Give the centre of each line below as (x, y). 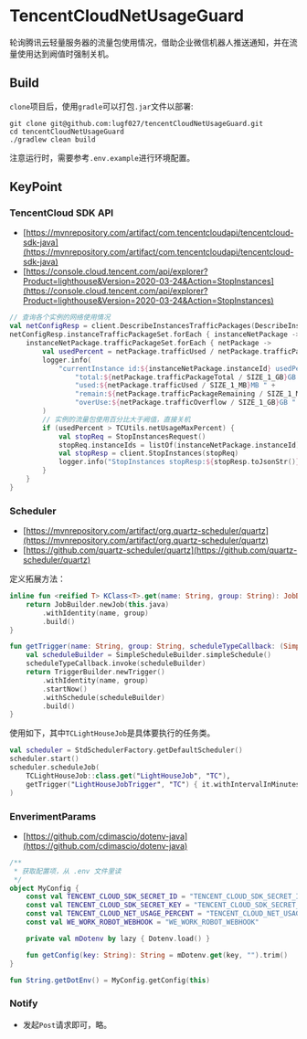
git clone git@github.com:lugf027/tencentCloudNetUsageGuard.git (136, 123)
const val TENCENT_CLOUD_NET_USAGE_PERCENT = (114, 914)
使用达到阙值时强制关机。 (65, 53)
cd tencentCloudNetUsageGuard (67, 132)
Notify (24, 1003)
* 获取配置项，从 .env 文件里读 (67, 871)
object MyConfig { (44, 888)
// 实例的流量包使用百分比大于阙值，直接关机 (116, 419)
